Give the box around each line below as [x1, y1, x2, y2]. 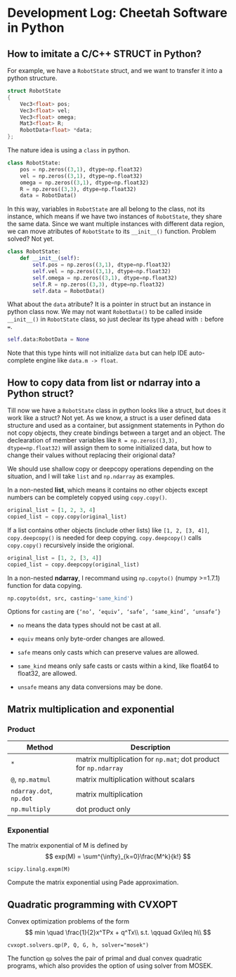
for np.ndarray [76, 763, 124, 773]
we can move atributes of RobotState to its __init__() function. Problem [7, 227, 216, 236]
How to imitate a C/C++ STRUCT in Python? [7, 48, 202, 60]
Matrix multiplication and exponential [7, 703, 175, 715]
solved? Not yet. [7, 235, 55, 243]
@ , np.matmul [11, 775, 51, 785]
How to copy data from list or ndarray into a [7, 376, 201, 388]
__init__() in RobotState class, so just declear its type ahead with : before [7, 315, 224, 324]
